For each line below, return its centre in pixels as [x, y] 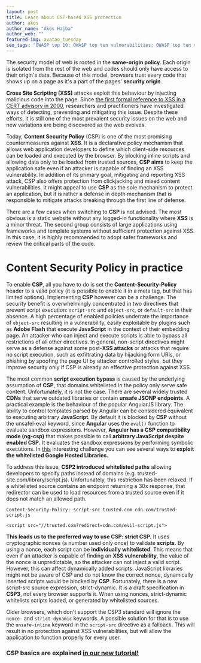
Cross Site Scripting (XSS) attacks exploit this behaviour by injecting [91, 93]
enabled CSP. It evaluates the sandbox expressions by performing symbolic [100, 442]
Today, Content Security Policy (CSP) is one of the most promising [89, 136]
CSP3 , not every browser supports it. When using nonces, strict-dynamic [97, 593]
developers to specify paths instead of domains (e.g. [71, 473]
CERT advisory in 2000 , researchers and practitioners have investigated [95, 106]
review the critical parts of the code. [51, 243]
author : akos [22, 23]
